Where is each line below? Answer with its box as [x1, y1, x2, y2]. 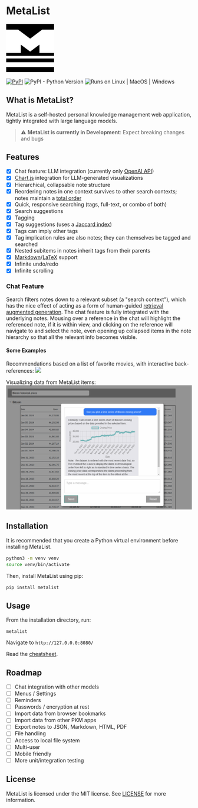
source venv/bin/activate [6, 561, 70, 567]
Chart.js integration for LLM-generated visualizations [14, 174, 143, 182]
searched [14, 241, 38, 248]
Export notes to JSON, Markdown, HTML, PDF [14, 723, 127, 731]
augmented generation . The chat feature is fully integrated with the [6, 308, 169, 315]
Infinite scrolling [14, 267, 54, 274]
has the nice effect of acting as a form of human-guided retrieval [6, 302, 164, 309]
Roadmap [6, 667, 42, 678]
